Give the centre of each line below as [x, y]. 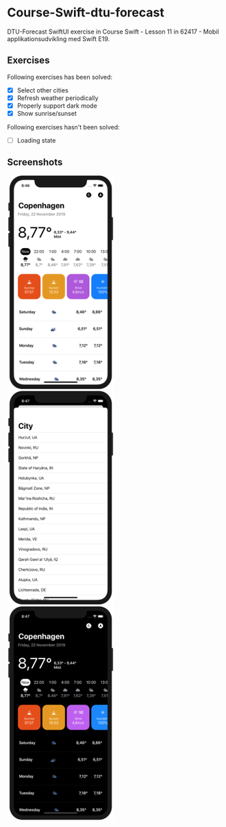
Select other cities [42, 90]
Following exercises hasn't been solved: [63, 127]
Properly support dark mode [57, 106]
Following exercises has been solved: [60, 77]
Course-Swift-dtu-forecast [86, 13]
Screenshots [35, 162]
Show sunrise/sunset [47, 113]
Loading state [36, 140]
